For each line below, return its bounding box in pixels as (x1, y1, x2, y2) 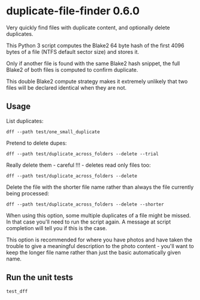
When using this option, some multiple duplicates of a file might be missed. (6, 212, 191, 219)
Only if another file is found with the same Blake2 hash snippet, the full (6, 60, 180, 67)
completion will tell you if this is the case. (6, 224, 107, 231)
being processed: (6, 189, 50, 197)
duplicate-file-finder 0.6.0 (6, 4, 140, 18)
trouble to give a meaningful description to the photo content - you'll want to (6, 242, 194, 249)
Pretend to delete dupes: (6, 139, 67, 146)
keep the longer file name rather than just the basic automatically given (6, 249, 181, 256)
